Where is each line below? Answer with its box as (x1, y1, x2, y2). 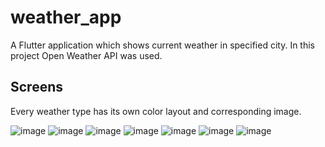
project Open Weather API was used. (10, 49, 163, 61)
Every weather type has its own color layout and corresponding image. (10, 105, 302, 117)
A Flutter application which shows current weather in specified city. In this (10, 39, 315, 51)
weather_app (10, 6, 122, 29)
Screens (10, 79, 63, 96)
